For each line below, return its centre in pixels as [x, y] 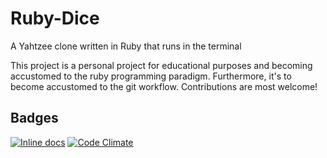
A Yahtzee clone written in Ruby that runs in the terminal [126, 46]
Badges [34, 118]
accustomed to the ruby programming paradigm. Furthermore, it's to [151, 76]
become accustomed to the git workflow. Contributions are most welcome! [164, 86]
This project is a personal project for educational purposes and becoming [161, 65]
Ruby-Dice [55, 18]
